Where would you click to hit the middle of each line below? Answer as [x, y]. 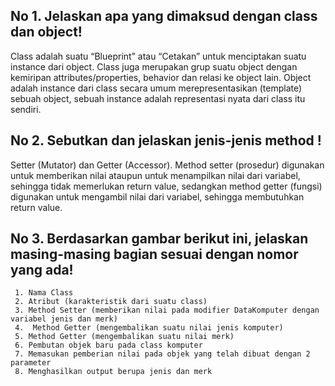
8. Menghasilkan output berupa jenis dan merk [113, 372]
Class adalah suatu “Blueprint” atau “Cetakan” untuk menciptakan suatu [158, 56]
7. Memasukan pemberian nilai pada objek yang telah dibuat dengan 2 [162, 354]
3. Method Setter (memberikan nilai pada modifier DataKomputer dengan [167, 310]
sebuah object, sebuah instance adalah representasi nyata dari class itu [158, 98]
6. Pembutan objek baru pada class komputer [108, 345]
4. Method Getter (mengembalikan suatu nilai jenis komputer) [149, 328]
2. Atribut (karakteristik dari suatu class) [111, 302]
